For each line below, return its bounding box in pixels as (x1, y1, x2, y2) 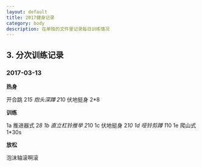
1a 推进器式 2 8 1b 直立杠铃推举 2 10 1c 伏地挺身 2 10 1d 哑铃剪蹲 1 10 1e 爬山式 (6, 121, 197, 129)
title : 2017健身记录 (6, 15, 55, 21)
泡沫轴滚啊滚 (6, 154, 38, 161)
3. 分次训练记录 (6, 50, 64, 60)
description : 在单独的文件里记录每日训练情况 (6, 26, 110, 32)
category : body (6, 20, 45, 26)
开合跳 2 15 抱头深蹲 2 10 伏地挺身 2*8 (6, 95, 100, 103)
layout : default (6, 9, 47, 15)
